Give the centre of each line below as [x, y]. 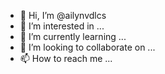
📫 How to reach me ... [66, 58]
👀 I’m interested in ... [62, 26]
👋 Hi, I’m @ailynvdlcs [63, 15]
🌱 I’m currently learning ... [73, 36]
